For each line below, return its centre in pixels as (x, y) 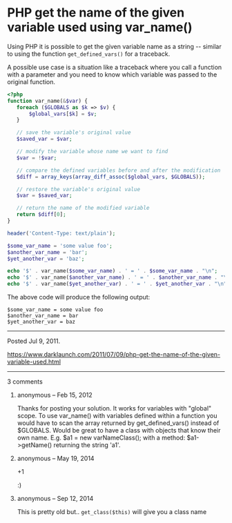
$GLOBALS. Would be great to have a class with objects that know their (119, 431)
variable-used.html (34, 362)
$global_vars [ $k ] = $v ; (63, 114)
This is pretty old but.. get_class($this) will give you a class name (112, 512)
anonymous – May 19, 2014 (56, 458)
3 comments (25, 382)
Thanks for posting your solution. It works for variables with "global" (114, 408)
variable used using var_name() (100, 27)
